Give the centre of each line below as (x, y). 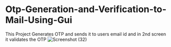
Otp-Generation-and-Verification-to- (86, 9)
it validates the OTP (26, 39)
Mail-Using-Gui (39, 20)
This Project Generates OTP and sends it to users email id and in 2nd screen (86, 34)
